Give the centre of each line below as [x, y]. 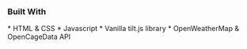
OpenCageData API [39, 37]
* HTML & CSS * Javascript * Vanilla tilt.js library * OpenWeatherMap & [123, 29]
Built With [27, 12]
